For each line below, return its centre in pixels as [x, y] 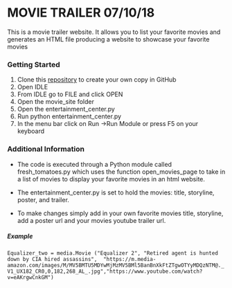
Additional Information [46, 149]
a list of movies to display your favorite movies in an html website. [111, 179]
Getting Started [34, 64]
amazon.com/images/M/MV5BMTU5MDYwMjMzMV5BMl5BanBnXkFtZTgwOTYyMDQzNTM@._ [116, 265]
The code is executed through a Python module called [94, 164]
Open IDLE [33, 87]
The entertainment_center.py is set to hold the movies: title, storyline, [116, 192]
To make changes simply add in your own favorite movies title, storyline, [120, 213]
